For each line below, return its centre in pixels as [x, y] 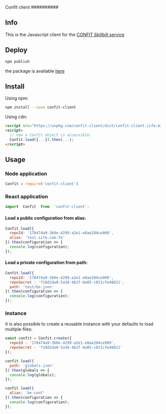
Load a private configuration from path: [46, 263]
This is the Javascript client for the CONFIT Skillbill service [65, 35]
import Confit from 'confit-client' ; [47, 207]
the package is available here [35, 71]
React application [27, 197]
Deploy [16, 50]
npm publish [17, 61]
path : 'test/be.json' [32, 287]
